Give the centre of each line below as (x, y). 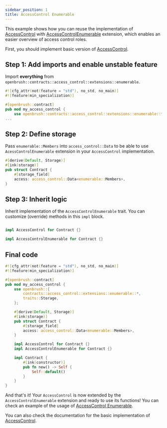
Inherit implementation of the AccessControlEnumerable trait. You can (75, 211)
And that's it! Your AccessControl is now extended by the (63, 395)
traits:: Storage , (41, 298)
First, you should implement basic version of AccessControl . (67, 49)
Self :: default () (48, 372)
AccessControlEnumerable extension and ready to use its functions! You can (82, 401)
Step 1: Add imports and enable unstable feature (81, 65)
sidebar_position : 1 (27, 10)
